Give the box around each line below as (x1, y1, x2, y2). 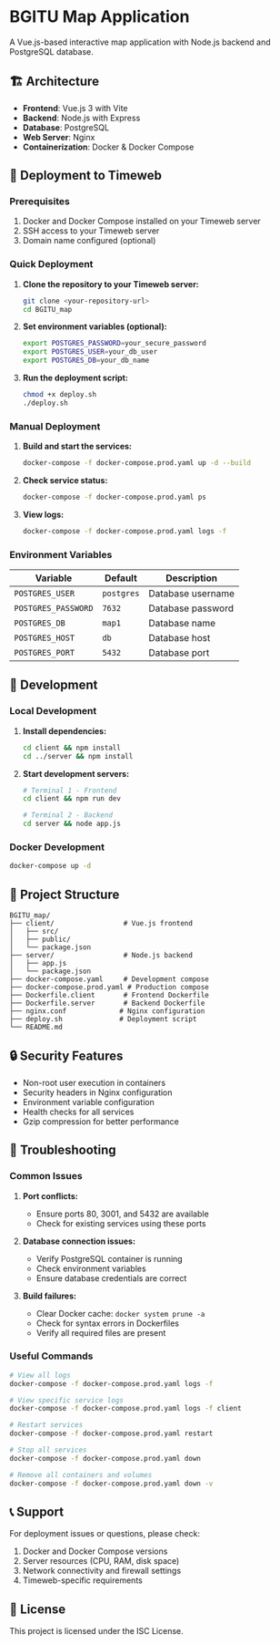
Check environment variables (35, 1263, 147, 1274)
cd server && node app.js (22, 819, 121, 829)
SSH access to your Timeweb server (22, 225, 160, 236)
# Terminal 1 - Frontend (22, 786, 117, 795)
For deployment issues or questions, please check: (9, 1528, 200, 1539)
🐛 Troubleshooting (9, 1143, 116, 1158)
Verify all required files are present (35, 1327, 166, 1338)
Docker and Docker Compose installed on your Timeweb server (22, 216, 261, 227)
